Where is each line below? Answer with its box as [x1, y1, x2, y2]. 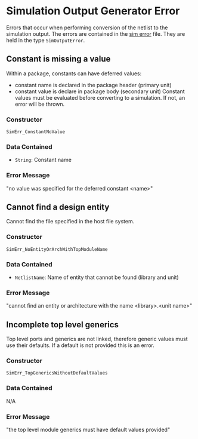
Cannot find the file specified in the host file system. [6, 218, 135, 225]
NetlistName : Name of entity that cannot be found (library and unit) [14, 274, 179, 281]
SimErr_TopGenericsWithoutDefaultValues [6, 370, 109, 376]
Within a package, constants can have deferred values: [6, 70, 142, 77]
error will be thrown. [14, 100, 65, 108]
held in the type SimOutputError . [6, 36, 85, 44]
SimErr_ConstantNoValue [6, 129, 66, 135]
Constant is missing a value [6, 54, 111, 64]
